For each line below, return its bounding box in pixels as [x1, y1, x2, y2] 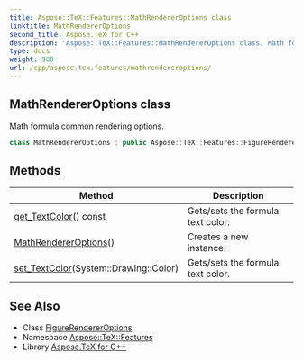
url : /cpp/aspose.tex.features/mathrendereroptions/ [9, 64, 212, 73]
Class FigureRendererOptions [22, 322, 133, 333]
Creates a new [187, 230, 249, 243]
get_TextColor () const [14, 211, 106, 223]
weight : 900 [9, 55, 54, 64]
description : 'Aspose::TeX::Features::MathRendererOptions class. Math [9, 38, 284, 48]
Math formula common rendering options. [9, 121, 165, 131]
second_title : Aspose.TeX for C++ [9, 30, 140, 39]
